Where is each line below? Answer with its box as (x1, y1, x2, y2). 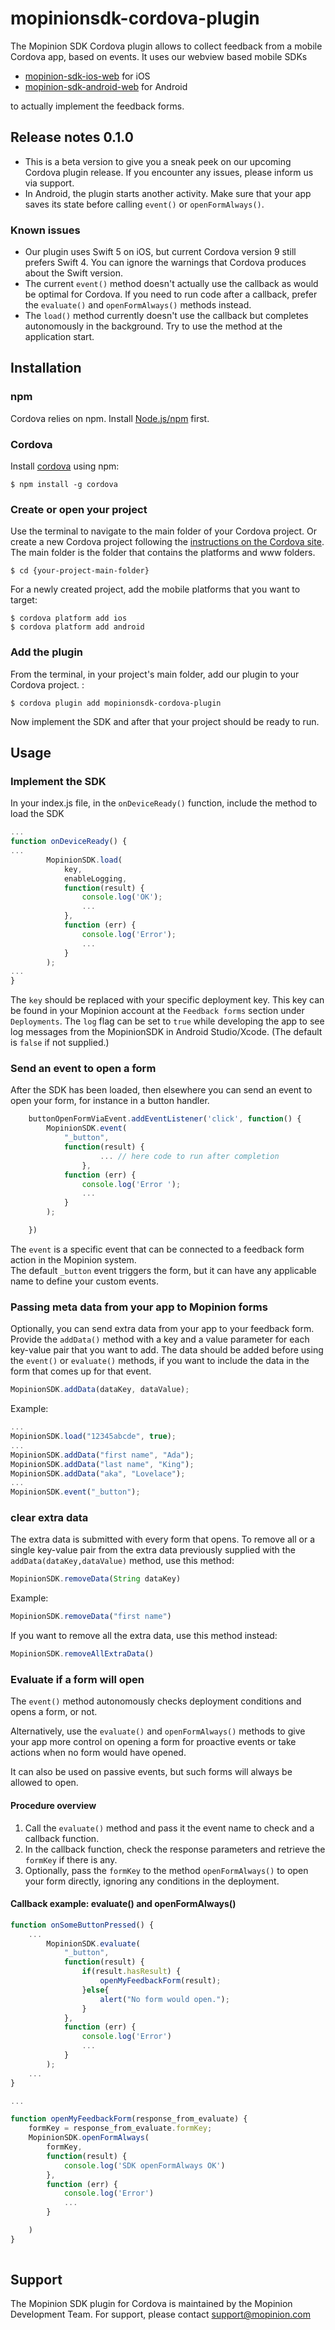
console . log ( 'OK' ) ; (81, 892, 163, 902)
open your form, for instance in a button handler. (10, 1095, 210, 1107)
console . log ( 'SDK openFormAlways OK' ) (63, 2160, 226, 2171)
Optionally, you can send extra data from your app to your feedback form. (10, 1323, 315, 1335)
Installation (10, 360, 82, 377)
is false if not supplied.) (10, 1037, 110, 1049)
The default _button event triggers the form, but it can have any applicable (10, 1264, 317, 1276)
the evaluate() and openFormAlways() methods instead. (24, 299, 252, 311)
